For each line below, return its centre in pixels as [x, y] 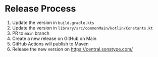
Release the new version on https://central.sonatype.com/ [72, 49]
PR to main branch [31, 33]
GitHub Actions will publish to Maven [50, 43]
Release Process [40, 9]
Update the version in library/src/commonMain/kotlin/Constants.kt [83, 27]
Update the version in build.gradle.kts [53, 22]
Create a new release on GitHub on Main [54, 38]
